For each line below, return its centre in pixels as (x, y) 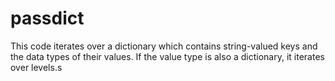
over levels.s (36, 67)
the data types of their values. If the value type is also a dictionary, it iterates (167, 56)
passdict (47, 18)
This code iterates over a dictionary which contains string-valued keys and (164, 46)
